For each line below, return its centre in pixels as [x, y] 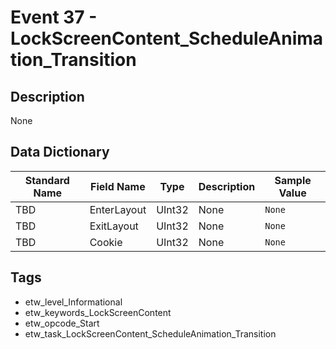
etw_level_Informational [73, 302]
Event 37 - [54, 17]
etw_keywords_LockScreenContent [98, 312]
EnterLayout [118, 209]
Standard [47, 180]
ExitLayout [114, 226]
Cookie [106, 242]
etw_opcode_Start [62, 323]
